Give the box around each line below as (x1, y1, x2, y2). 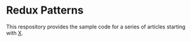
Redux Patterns (6, 4, 84, 17)
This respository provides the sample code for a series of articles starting (6, 23, 186, 30)
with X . (6, 29, 24, 36)
